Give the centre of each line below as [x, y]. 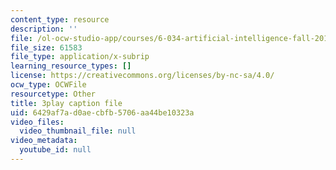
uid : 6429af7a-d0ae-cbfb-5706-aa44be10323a [102, 112]
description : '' [44, 29]
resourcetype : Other [53, 94]
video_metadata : [44, 141]
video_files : [37, 122]
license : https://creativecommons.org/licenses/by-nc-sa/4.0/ [142, 76]
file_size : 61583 [46, 47]
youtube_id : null [55, 150]
